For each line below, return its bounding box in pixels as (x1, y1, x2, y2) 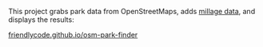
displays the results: (8, 15, 74, 24)
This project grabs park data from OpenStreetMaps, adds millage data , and (8, 7, 256, 16)
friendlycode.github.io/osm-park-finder (8, 31, 138, 39)
